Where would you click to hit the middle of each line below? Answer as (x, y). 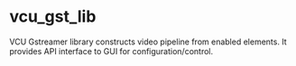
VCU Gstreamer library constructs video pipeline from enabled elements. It (148, 42)
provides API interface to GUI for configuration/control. (111, 51)
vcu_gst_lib (53, 17)
